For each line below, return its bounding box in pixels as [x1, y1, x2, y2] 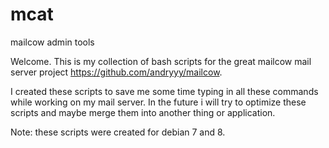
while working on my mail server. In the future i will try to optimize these [10, 96, 307, 108]
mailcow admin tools [10, 36, 95, 48]
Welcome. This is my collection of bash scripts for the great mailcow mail [10, 55, 312, 67]
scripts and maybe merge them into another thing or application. [10, 106, 276, 118]
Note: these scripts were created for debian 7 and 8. [10, 126, 226, 138]
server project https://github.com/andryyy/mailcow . [10, 66, 223, 78]
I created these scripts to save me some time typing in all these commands [10, 85, 319, 97]
